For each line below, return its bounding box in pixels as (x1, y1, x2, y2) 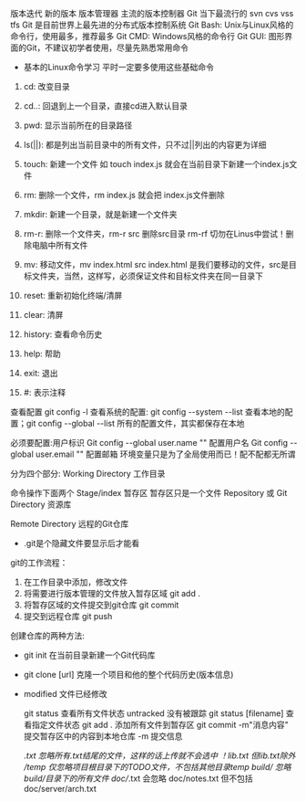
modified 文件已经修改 (23, 689, 107, 699)
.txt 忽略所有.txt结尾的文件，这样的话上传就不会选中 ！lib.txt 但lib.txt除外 (23, 750, 296, 761)
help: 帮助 (23, 348, 62, 359)
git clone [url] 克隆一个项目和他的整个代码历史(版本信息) (23, 670, 234, 680)
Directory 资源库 (10, 499, 72, 510)
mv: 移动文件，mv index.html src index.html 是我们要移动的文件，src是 (23, 259, 290, 269)
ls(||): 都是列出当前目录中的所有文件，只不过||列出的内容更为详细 (23, 140, 267, 150)
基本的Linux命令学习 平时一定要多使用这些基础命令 (23, 62, 215, 72)
